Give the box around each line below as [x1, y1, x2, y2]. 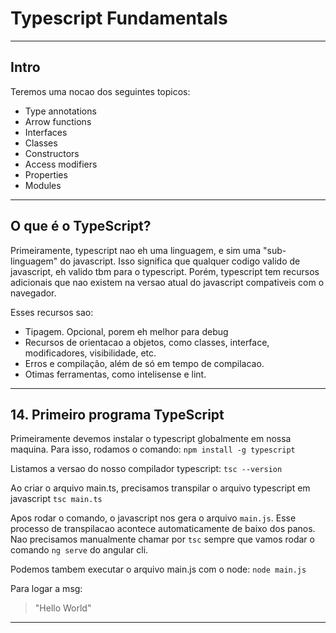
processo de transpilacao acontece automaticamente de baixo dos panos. [10, 523, 316, 535]
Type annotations [24, 105, 97, 117]
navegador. [10, 287, 57, 299]
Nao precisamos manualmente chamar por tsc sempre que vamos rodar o [10, 533, 315, 546]
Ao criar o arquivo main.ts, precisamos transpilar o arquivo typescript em [10, 482, 311, 494]
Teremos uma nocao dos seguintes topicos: [10, 85, 191, 97]
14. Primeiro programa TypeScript [10, 406, 225, 423]
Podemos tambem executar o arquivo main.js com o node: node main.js [10, 563, 307, 576]
